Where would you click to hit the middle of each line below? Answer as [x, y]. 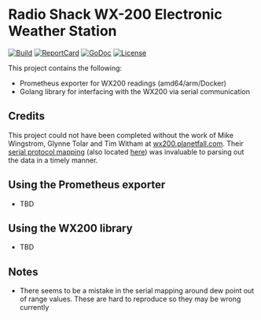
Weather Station [62, 31]
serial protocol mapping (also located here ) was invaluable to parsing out [126, 151]
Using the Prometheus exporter [87, 185]
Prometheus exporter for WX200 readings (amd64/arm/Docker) [123, 83]
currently [34, 307]
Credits [27, 116]
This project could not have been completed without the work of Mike [121, 135]
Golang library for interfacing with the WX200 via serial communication [134, 91]
